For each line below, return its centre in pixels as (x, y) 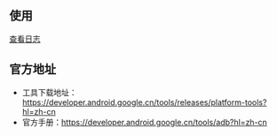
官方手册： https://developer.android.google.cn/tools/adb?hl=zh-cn (145, 122)
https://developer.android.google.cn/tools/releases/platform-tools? (144, 102)
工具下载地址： (49, 92)
